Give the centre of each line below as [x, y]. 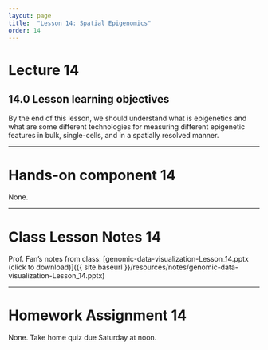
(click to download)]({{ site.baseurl [65, 267]
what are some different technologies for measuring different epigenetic [127, 127]
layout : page [30, 16]
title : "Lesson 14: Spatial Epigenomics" [80, 23]
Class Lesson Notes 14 [85, 237]
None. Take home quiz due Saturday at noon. [83, 338]
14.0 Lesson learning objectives [89, 99]
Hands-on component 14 [92, 175]
